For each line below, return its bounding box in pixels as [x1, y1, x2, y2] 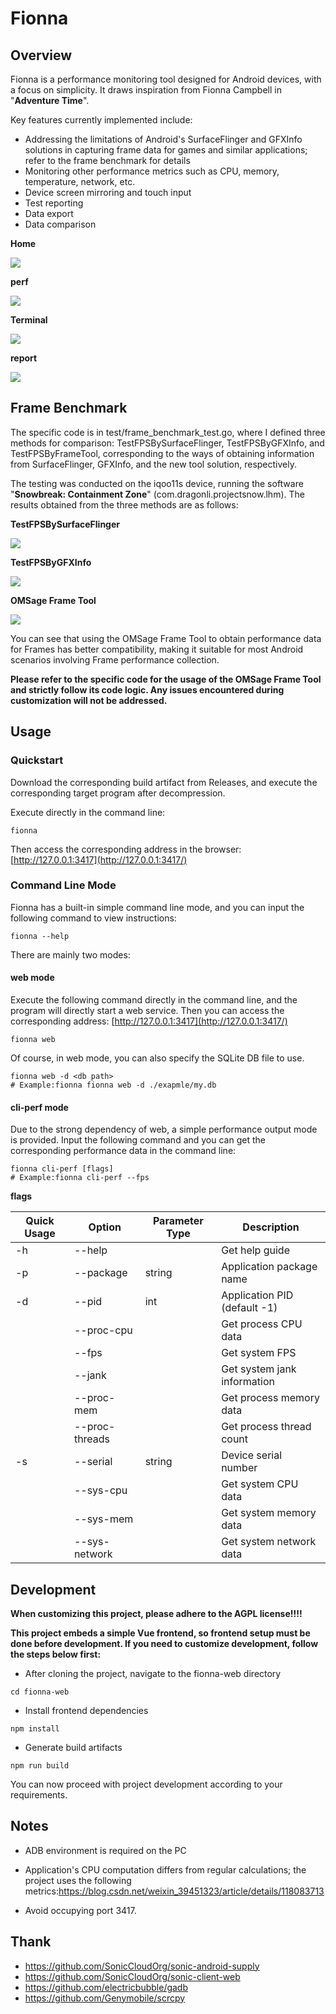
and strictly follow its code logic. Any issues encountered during [10, 683, 285, 696]
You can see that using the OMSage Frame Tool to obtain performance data [10, 632, 322, 644]
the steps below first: [10, 1648, 102, 1661]
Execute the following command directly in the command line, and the [10, 994, 298, 1006]
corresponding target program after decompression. [10, 787, 226, 799]
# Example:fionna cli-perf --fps [10, 1173, 150, 1183]
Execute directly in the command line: [10, 806, 166, 818]
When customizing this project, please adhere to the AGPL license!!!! [10, 1608, 303, 1620]
